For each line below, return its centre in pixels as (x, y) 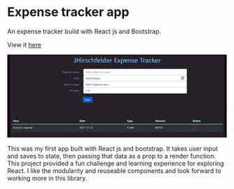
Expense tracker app (68, 12)
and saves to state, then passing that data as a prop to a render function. (111, 156)
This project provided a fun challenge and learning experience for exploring (116, 163)
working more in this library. (47, 179)
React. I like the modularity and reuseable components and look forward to (114, 171)
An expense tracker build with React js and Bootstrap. (84, 31)
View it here (24, 44)
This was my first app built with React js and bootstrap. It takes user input (112, 149)
